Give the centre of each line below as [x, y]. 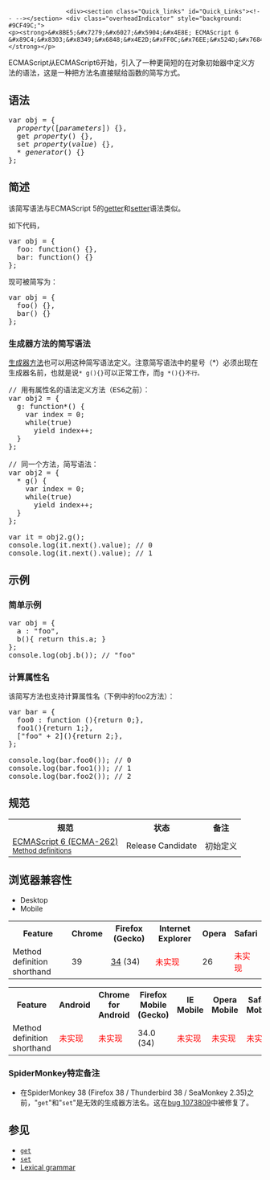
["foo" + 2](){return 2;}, [70, 736]
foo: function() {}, [57, 249]
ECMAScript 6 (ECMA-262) [65, 842]
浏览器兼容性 [40, 880]
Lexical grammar [48, 1167]
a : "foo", [38, 631]
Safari [246, 933]
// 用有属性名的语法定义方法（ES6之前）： [79, 389]
